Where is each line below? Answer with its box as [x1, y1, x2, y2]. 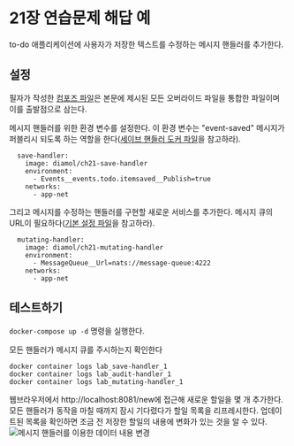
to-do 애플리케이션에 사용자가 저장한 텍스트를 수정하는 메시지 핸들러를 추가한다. [9, 39, 284, 50]
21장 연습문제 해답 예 [9, 8, 151, 28]
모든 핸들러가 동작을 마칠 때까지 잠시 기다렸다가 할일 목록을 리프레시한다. [9, 404, 259, 416]
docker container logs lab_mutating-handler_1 [9, 377, 184, 386]
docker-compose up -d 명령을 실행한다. [9, 325, 146, 336]
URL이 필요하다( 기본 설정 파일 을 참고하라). [9, 218, 155, 228]
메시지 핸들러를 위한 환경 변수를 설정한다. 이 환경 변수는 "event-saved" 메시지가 [9, 122, 285, 133]
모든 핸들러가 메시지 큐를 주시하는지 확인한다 [9, 344, 163, 355]
